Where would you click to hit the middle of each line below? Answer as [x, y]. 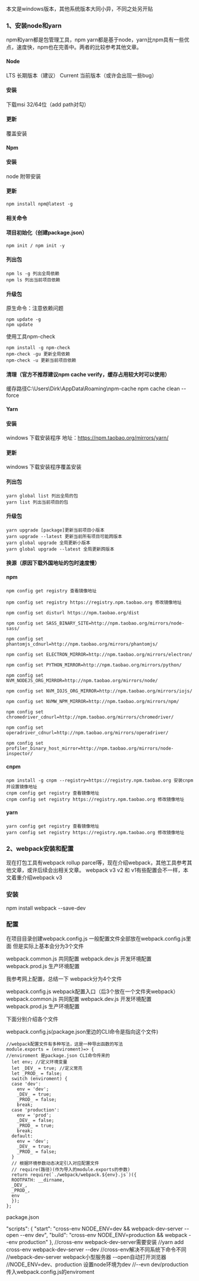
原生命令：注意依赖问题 [35, 308]
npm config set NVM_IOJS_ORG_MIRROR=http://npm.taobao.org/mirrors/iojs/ [99, 691]
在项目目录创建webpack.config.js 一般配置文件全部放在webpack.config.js [96, 938]
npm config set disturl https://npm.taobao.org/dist [73, 612]
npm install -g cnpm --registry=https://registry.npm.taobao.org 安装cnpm [100, 780]
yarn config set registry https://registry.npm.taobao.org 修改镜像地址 [95, 832]
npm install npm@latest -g [40, 204]
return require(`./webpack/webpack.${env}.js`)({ [74, 1175]
